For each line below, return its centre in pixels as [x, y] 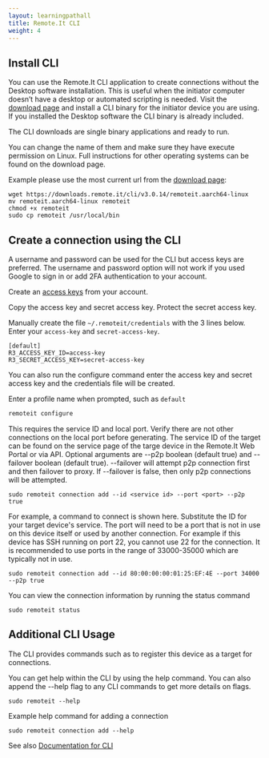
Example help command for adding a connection [88, 716]
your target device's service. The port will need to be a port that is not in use [134, 524]
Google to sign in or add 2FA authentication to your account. [108, 276]
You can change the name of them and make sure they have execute [121, 147]
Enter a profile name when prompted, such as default [97, 399]
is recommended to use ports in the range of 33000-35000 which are [123, 550]
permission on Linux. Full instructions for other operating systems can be [129, 156]
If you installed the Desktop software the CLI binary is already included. [126, 116]
